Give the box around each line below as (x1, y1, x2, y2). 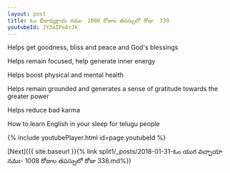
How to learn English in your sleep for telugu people (7, 120, 161, 128)
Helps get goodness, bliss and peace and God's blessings (7, 43, 179, 52)
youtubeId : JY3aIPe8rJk (7, 23, 79, 31)
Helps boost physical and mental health (7, 70, 124, 79)
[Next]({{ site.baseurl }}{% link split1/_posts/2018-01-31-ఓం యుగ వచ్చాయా (7, 147, 223, 156)
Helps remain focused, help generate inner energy (7, 57, 156, 65)
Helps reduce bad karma (7, 106, 81, 115)
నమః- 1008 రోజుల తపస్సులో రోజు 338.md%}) (7, 157, 131, 165)
